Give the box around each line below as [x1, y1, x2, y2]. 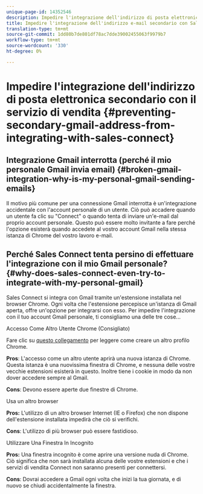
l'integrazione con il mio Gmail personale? [6, 259, 168, 269]
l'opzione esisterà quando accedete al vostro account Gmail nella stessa [6, 225, 186, 232]
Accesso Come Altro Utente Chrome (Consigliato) [6, 324, 130, 332]
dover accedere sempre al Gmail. [6, 374, 89, 381]
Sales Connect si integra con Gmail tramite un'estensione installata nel [6, 294, 181, 301]
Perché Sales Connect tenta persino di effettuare [6, 249, 194, 260]
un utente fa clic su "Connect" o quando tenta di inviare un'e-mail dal [6, 212, 179, 220]
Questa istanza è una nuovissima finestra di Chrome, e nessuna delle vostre [6, 361, 195, 368]
